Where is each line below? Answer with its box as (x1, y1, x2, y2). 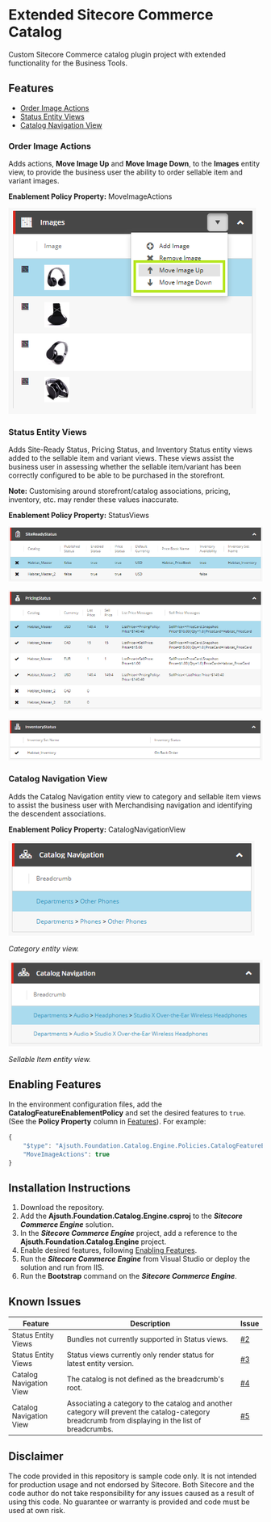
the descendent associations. (8, 808, 106, 818)
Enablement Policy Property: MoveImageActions (8, 192, 173, 201)
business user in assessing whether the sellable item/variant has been (8, 462, 242, 472)
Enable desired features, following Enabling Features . (19, 1246, 198, 1255)
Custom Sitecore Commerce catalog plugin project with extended (8, 49, 226, 59)
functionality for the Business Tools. (8, 58, 127, 68)
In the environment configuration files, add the (8, 1099, 163, 1109)
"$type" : (23, 1141, 52, 1149)
